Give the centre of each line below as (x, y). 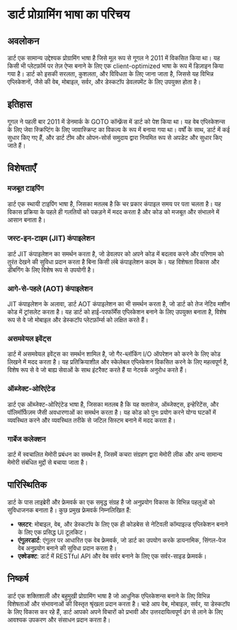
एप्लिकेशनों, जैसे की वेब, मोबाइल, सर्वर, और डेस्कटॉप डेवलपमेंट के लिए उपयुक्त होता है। (104, 82)
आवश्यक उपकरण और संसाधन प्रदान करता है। (59, 619)
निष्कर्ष (18, 579)
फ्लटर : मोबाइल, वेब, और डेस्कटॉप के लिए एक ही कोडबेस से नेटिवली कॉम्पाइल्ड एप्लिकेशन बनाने (123, 524)
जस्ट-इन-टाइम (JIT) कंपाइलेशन (51, 239)
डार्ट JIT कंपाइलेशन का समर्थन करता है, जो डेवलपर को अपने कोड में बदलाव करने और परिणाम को (116, 253)
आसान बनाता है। (27, 219)
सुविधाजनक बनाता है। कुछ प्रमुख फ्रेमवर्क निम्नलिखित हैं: (69, 510)
